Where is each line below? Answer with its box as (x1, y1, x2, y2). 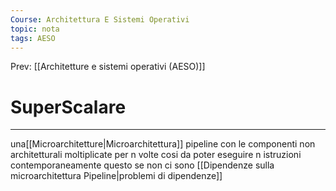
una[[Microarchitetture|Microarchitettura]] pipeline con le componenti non (10, 138, 316, 150)
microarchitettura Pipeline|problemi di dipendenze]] (10, 170, 223, 182)
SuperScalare (10, 96, 127, 118)
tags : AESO (10, 33, 56, 43)
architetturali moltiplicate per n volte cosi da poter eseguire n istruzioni (10, 149, 302, 161)
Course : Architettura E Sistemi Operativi (10, 14, 190, 25)
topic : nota (10, 24, 60, 34)
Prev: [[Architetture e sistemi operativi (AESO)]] (10, 61, 206, 73)
